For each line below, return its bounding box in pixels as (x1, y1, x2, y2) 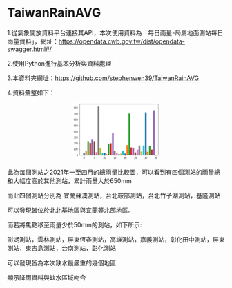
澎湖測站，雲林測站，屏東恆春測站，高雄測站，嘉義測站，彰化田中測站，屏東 (7, 235, 225, 243)
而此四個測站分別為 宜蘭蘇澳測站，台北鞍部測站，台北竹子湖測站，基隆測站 (7, 191, 221, 200)
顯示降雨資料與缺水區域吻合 (7, 273, 86, 281)
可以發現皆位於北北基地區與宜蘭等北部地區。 (7, 206, 135, 214)
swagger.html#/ (7, 45, 52, 53)
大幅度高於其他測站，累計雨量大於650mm (12, 176, 133, 184)
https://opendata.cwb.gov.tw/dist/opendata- (58, 37, 185, 46)
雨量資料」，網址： (7, 37, 59, 46)
